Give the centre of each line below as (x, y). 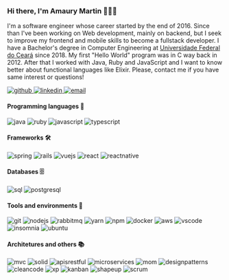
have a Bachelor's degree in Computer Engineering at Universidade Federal (114, 48)
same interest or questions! (46, 77)
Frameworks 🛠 (29, 138)
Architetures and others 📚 (46, 244)
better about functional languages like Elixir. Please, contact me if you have (113, 70)
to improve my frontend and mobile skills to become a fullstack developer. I (113, 41)
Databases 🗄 (26, 172)
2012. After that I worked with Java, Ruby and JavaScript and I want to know (115, 63)
